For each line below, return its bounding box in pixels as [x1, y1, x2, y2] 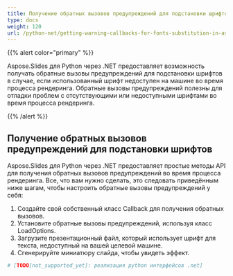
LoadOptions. [17, 227, 57, 235]
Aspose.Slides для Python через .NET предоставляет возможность [7, 62, 205, 70]
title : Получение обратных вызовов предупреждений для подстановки [7, 10, 207, 17]
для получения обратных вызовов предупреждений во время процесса [7, 169, 221, 178]
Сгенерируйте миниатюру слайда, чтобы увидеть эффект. [17, 249, 189, 257]
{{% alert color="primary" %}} [7, 49, 94, 57]
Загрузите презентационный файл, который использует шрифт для [17, 234, 216, 243]
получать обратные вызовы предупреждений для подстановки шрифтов [7, 69, 223, 78]
